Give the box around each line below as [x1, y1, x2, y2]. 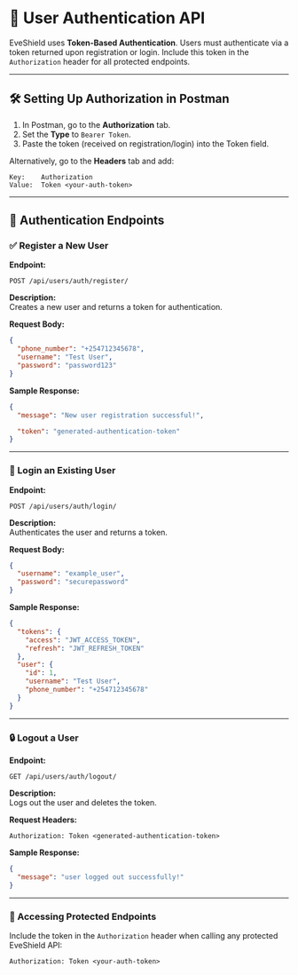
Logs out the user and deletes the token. [9, 797, 157, 808]
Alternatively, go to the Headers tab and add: [9, 155, 175, 166]
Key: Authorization [9, 172, 93, 181]
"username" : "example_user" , [17, 569, 125, 578]
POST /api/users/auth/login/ [9, 502, 117, 511]
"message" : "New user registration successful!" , [17, 410, 204, 420]
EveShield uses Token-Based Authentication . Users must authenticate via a [9, 37, 289, 48]
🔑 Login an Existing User [9, 464, 116, 477]
